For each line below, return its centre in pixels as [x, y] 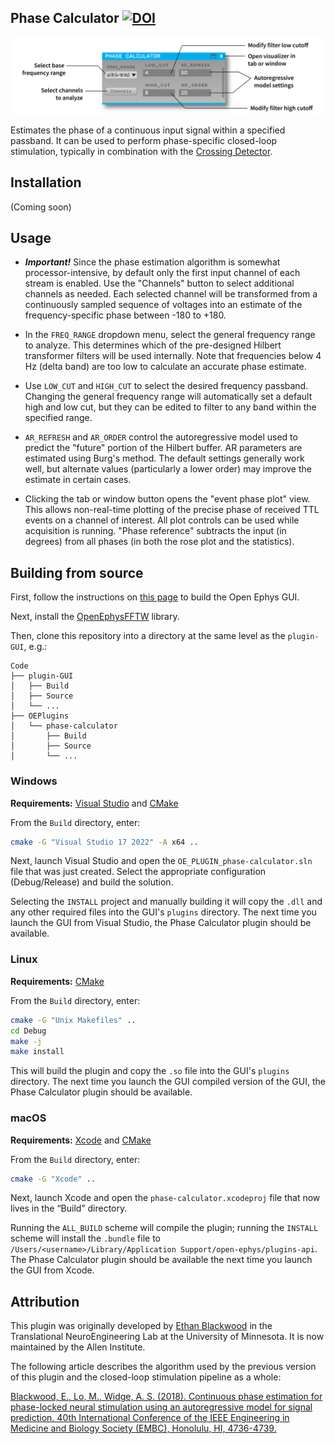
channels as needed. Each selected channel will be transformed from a [171, 294]
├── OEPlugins [40, 716]
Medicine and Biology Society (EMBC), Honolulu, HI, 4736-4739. [143, 1428]
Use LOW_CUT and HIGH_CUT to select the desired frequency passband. [166, 386]
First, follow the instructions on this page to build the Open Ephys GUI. [155, 597]
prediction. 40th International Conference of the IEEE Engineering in [150, 1418]
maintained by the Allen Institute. [78, 1347]
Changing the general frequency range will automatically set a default [168, 397]
